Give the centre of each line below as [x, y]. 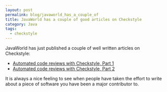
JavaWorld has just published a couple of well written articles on [73, 48]
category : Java [21, 24]
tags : [11, 29]
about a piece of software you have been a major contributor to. [72, 84]
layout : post [19, 10]
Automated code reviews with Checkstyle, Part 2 [64, 69]
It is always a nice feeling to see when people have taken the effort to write [84, 79]
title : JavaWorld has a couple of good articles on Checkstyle [74, 19]
